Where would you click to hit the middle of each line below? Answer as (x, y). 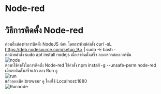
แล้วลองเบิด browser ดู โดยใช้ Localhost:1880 (46, 81)
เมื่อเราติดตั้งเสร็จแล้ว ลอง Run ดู (31, 71)
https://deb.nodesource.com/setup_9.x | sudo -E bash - (60, 50)
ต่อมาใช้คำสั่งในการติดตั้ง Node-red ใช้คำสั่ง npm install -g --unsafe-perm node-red (81, 65)
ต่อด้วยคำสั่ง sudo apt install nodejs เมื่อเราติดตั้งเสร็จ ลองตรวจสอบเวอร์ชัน (68, 55)
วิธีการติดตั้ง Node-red (44, 31)
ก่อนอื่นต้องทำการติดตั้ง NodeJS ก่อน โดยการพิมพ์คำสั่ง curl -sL (59, 44)
